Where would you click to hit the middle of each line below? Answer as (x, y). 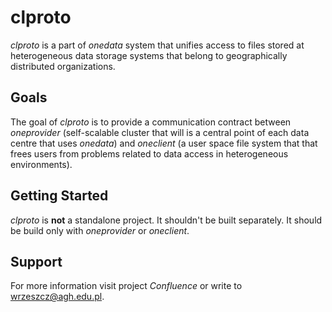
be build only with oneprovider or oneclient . (100, 230)
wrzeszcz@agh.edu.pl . (57, 297)
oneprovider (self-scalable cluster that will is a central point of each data (160, 132)
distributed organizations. (63, 66)
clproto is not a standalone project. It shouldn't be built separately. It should (166, 220)
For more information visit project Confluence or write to (126, 286)
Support (36, 261)
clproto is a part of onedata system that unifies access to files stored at (157, 45)
